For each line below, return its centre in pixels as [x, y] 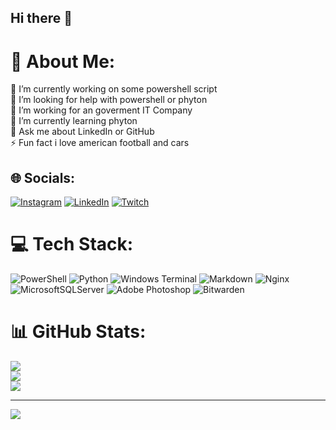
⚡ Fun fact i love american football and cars [100, 143]
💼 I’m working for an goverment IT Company [101, 110]
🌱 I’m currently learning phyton [74, 121]
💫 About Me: [63, 61]
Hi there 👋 [41, 18]
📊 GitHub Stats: [78, 332]
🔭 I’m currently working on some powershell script [114, 89]
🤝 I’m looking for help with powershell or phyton [109, 100]
